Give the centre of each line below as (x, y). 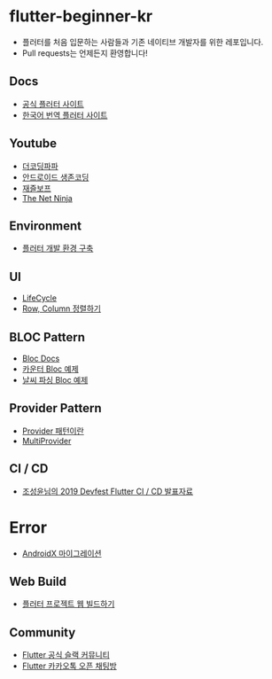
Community (43, 632)
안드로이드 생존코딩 (55, 177)
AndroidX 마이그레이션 (62, 553)
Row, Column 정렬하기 (62, 308)
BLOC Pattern (47, 337)
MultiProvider (47, 441)
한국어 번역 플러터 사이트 (65, 115)
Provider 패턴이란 (53, 431)
